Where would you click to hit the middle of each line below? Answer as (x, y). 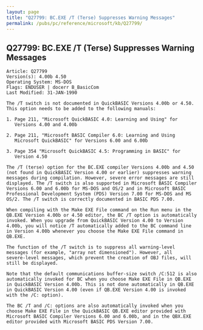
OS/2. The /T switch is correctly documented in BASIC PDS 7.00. (91, 199)
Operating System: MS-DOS (39, 82)
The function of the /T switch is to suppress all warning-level (91, 247)
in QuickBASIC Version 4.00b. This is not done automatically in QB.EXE (100, 285)
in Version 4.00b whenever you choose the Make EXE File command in (95, 231)
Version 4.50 (31, 157)
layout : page (23, 12)
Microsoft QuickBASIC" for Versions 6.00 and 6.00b (81, 141)
